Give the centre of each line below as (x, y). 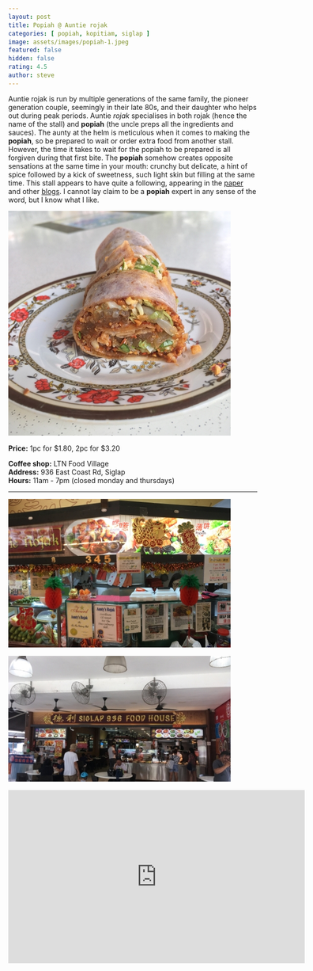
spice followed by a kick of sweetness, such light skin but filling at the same (132, 174)
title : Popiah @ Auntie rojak (58, 25)
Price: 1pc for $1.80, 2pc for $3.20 (64, 448)
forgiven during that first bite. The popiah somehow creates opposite (121, 158)
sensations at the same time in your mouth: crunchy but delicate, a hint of (128, 166)
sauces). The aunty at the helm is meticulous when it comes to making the (129, 132)
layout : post (30, 17)
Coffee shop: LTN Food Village (58, 463)
